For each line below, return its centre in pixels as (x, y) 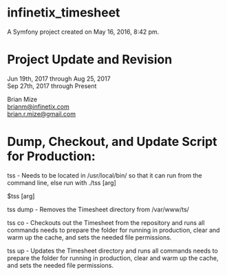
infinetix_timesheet (64, 13)
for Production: (52, 157)
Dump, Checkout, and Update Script (112, 142)
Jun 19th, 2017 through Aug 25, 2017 (59, 78)
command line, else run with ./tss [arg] (62, 182)
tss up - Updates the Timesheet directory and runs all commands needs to (112, 251)
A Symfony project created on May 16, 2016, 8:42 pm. (83, 32)
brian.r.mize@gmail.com (42, 114)
